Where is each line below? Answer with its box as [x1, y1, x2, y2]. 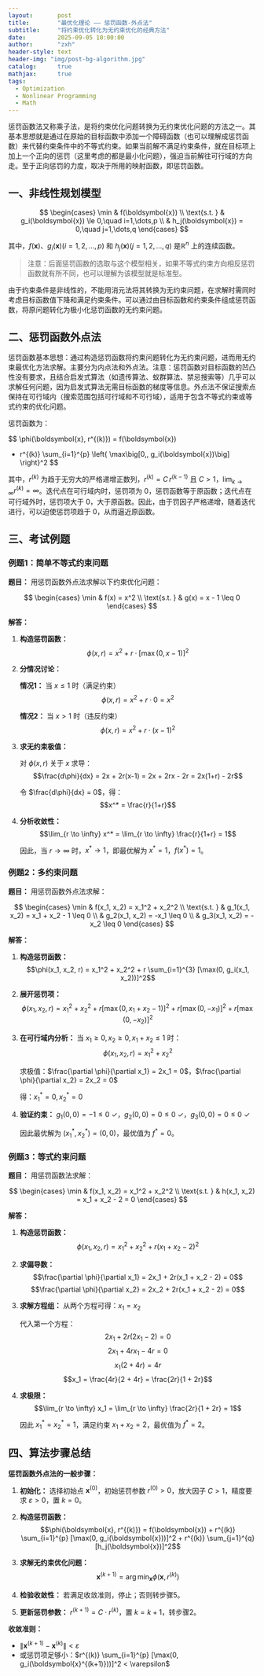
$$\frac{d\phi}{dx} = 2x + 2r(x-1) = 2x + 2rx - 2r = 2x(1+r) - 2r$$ [32, 771, 244, 781]
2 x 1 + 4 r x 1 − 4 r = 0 [107, 1346, 168, 1357]
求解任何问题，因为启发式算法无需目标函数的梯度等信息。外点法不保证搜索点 [8, 382, 256, 391]
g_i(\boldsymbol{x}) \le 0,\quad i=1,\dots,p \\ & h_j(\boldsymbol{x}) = [20, 215, 244, 225]
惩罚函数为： [8, 418, 49, 428]
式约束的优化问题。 [8, 402, 71, 411]
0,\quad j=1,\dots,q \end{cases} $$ [75, 224, 189, 233]
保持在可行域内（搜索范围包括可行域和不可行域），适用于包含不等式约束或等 [8, 392, 253, 402]
